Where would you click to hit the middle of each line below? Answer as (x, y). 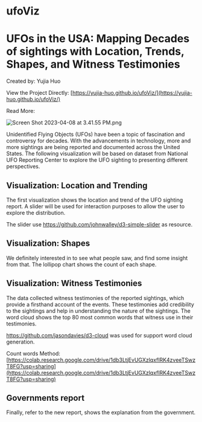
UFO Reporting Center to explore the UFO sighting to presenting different (97, 160)
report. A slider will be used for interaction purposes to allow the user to (96, 206)
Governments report (46, 398)
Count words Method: (33, 353)
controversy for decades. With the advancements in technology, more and (99, 141)
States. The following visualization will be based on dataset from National (97, 154)
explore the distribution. (36, 213)
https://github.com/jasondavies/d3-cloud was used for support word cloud (99, 335)
